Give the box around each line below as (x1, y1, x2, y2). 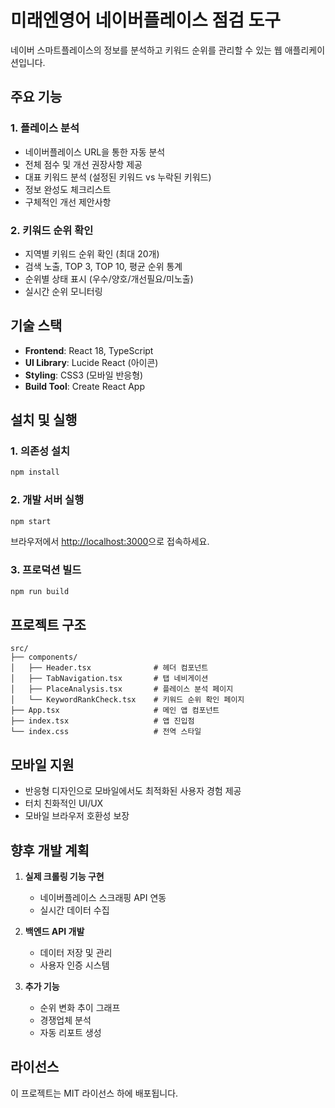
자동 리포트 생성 (39, 1027, 102, 1039)
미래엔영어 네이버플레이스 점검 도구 (10, 9, 282, 32)
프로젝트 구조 (10, 617, 87, 634)
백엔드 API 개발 (24, 926, 85, 938)
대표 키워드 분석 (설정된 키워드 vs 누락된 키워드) (24, 171, 212, 183)
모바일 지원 (10, 756, 75, 773)
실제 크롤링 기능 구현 (24, 871, 105, 883)
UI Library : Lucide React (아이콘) (24, 356, 159, 368)
